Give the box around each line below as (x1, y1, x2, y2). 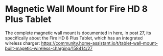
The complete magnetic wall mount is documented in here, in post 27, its (5, 30, 151, 36)
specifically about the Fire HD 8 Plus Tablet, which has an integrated (5, 35, 143, 41)
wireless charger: (5, 40, 40, 46)
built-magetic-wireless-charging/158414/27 (5, 45, 93, 51)
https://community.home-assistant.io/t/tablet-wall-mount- (41, 40, 158, 46)
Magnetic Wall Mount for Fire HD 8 (5, 3, 148, 15)
